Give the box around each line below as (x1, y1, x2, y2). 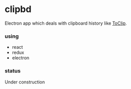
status (5, 67, 21, 74)
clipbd (5, 4, 32, 15)
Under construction (5, 79, 45, 85)
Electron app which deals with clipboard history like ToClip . (5, 20, 127, 26)
